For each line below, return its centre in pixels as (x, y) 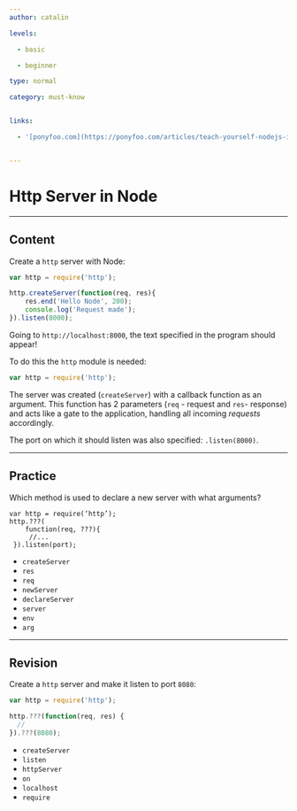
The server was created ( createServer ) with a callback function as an (136, 394)
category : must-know (47, 97)
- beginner (37, 66)
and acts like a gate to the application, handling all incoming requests (135, 413)
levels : (23, 33)
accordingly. (32, 422)
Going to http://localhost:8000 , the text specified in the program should (142, 335)
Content (32, 240)
